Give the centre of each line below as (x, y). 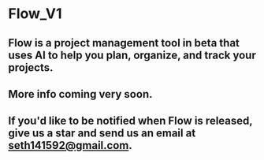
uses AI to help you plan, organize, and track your (132, 55)
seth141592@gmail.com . (70, 145)
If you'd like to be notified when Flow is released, (130, 121)
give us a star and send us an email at (102, 134)
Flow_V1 (35, 14)
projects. (31, 67)
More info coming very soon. (80, 94)
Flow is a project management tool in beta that (124, 43)
